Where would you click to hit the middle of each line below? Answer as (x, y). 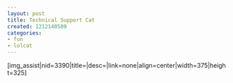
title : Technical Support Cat (51, 20)
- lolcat (20, 46)
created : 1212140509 (37, 26)
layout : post (26, 13)
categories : (24, 33)
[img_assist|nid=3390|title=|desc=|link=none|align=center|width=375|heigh (117, 65)
